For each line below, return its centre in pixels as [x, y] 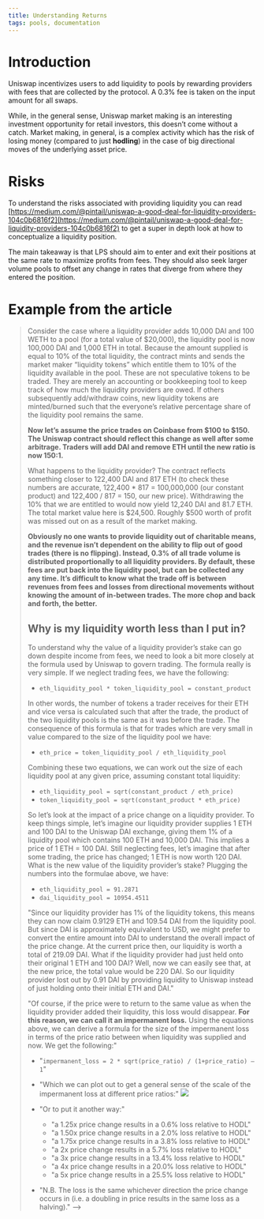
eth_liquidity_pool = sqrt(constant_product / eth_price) [136, 792]
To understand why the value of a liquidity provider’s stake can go [134, 648]
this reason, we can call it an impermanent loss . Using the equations [141, 1021]
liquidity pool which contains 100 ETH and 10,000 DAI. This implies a [138, 840]
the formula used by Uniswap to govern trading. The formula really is [139, 664]
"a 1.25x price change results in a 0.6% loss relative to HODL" [151, 1125]
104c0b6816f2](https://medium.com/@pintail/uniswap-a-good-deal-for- [126, 220]
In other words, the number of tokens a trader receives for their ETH [138, 703]
